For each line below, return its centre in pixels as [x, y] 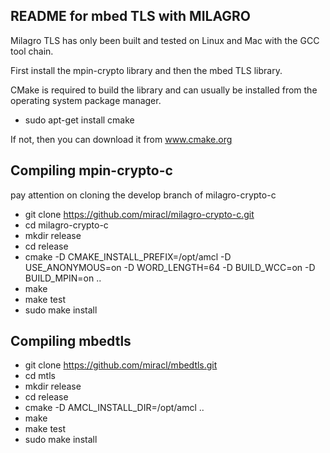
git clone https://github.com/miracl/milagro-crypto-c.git [139, 214]
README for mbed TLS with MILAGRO [130, 16]
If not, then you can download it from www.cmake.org [121, 139]
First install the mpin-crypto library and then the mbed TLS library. [146, 70]
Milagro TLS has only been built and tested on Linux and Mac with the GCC [165, 40]
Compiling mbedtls [71, 341]
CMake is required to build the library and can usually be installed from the [164, 90]
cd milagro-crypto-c [66, 225]
